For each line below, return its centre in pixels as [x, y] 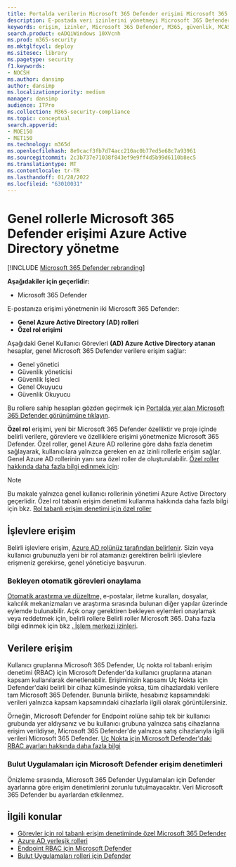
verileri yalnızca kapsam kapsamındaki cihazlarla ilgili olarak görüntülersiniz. [118, 702]
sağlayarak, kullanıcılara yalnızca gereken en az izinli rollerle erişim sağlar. [114, 451]
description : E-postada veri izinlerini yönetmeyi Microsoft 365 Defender [119, 20]
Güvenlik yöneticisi [45, 372]
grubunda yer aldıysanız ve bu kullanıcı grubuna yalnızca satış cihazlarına [113, 724]
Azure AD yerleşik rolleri [52, 841]
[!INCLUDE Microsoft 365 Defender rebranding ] [76, 268]
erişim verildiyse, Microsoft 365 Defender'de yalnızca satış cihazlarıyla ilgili [116, 731]
